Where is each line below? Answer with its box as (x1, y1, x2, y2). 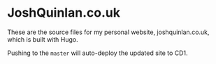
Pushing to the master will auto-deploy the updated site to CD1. (7, 49, 188, 57)
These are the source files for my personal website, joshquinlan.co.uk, (7, 28, 210, 36)
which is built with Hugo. (7, 35, 78, 43)
